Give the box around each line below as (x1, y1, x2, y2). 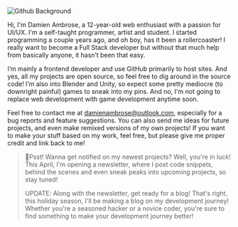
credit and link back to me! (7, 139, 85, 147)
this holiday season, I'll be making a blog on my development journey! (24, 196, 229, 205)
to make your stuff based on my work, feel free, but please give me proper (7, 132, 225, 139)
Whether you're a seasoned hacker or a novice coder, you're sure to (24, 204, 225, 213)
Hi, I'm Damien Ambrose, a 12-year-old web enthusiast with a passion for (7, 21, 222, 28)
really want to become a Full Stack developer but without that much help (7, 43, 220, 51)
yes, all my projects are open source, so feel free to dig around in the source (7, 72, 231, 80)
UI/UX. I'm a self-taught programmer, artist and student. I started (7, 28, 198, 36)
